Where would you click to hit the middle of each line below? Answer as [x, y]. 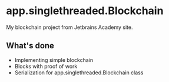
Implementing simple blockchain [54, 60]
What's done [30, 46]
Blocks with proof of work [46, 66]
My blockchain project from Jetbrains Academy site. [69, 27]
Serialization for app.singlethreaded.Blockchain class [79, 73]
